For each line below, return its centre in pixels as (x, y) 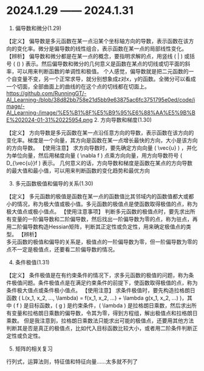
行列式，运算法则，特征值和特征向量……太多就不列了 (72, 361)
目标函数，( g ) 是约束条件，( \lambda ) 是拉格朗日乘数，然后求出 (110, 305)
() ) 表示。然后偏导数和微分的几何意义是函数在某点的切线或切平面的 (100, 64)
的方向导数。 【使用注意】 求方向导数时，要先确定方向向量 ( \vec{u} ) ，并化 (102, 148)
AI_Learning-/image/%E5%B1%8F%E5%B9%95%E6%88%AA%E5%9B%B (101, 112)
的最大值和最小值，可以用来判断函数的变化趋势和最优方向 (78, 170)
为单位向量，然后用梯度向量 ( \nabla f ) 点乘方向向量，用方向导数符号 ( (94, 155)
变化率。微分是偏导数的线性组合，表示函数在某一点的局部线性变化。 (102, 48)
